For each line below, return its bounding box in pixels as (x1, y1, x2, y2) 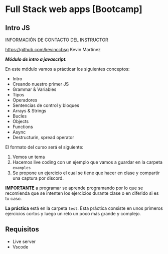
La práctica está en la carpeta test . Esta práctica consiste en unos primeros (5, 205, 163, 211)
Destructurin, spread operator (12, 135, 74, 140)
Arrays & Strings (12, 108, 47, 113)
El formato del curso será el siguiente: (5, 144, 84, 150)
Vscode (12, 243, 29, 249)
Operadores (12, 97, 38, 103)
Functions (12, 124, 34, 130)
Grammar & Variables (12, 86, 57, 92)
